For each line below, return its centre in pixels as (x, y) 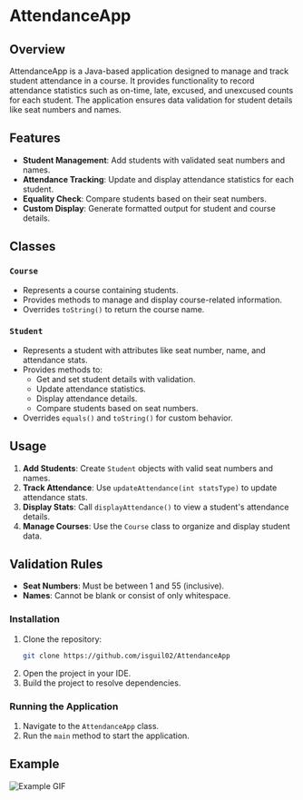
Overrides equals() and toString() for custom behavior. (127, 418)
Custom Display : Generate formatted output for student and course (149, 208)
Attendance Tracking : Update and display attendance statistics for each (158, 179)
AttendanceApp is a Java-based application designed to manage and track (149, 71)
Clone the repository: (62, 639)
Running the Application (64, 706)
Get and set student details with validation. (116, 379)
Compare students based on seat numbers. (117, 408)
